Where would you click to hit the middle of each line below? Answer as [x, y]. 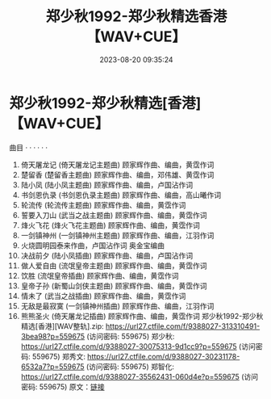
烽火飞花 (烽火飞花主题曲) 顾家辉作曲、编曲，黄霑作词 [110, 225]
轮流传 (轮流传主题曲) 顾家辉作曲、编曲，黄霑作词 [103, 205]
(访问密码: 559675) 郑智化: [130, 366]
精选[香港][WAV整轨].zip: [62, 326]
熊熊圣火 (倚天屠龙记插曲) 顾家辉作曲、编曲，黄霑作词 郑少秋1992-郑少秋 [142, 316]
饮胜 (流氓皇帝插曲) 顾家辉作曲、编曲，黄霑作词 [100, 275]
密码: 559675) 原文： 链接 [63, 386]
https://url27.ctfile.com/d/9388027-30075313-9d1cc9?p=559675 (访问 [138, 346]
